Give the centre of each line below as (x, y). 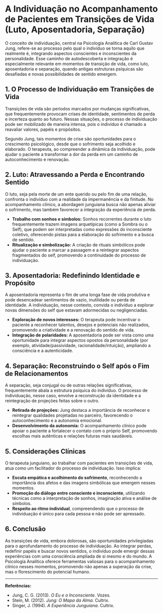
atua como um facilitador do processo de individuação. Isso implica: (73, 468)
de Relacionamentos (37, 374)
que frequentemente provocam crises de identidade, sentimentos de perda (80, 114)
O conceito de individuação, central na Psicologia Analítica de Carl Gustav (79, 43)
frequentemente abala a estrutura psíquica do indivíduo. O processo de (76, 390)
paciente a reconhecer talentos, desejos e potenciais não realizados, (81, 325)
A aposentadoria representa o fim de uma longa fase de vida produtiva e (78, 295)
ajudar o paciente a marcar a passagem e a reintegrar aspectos (75, 250)
